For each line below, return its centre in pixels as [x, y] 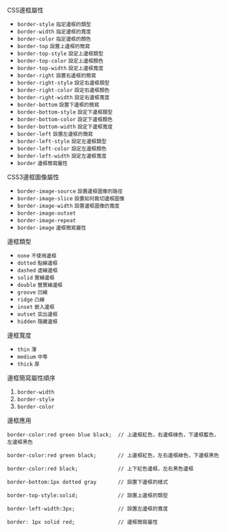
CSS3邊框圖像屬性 [33, 177]
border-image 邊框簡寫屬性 [52, 228]
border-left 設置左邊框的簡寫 [55, 134]
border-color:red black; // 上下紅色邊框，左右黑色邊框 [100, 469]
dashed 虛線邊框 [37, 270]
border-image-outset [46, 213]
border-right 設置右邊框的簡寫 [56, 76]
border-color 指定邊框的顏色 [54, 39]
